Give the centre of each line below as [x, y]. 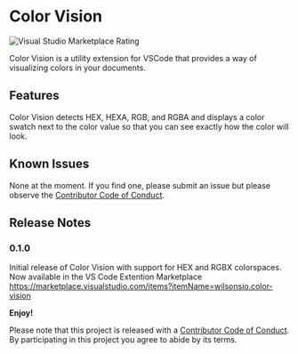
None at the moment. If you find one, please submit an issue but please [140, 185]
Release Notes [50, 223]
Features [34, 96]
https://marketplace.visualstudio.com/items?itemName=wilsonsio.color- [141, 286]
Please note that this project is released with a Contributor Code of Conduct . [149, 330]
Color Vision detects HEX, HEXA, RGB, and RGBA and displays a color [137, 117]
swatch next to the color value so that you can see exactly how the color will [149, 126]
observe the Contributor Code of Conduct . [87, 195]
